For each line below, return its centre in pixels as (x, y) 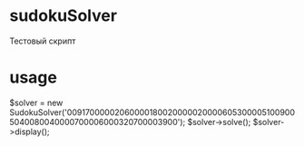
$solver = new (36, 102)
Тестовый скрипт (43, 41)
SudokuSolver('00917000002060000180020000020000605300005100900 (152, 112)
